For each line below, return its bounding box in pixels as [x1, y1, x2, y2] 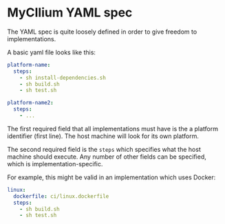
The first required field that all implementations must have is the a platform [7, 124, 219, 133]
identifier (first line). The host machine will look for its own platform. [7, 132, 200, 140]
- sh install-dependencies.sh [19, 74, 107, 81]
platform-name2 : [7, 100, 54, 107]
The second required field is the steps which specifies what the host [7, 145, 201, 153]
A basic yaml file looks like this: [7, 48, 96, 56]
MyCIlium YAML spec [7, 5, 133, 21]
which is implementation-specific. [7, 159, 103, 168]
